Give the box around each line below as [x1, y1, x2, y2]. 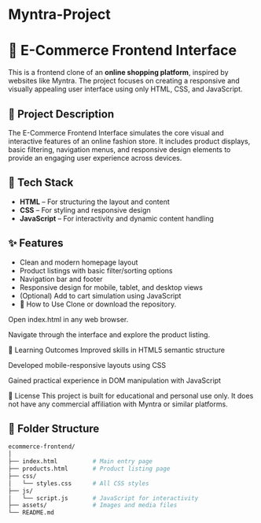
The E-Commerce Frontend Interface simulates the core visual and [8, 128, 224, 137]
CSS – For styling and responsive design [19, 205, 151, 214]
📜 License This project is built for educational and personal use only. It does [8, 391, 254, 400]
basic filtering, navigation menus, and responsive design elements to [8, 144, 231, 154]
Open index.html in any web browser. [8, 314, 129, 324]
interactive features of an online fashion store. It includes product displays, [8, 136, 251, 146]
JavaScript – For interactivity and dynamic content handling [19, 213, 215, 223]
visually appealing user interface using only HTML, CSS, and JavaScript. [8, 84, 243, 94]
